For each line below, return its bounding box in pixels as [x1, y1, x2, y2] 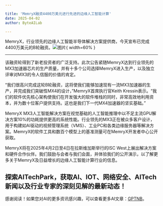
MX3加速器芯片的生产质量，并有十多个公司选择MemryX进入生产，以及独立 [5, 66, 155, 71]
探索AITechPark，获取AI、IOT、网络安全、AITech [5, 173, 157, 181]
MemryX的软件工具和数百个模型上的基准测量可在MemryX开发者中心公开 [13, 129, 158, 135]
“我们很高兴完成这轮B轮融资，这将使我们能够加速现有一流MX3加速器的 [5, 82, 147, 88]
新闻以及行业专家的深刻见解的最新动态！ [5, 182, 126, 190]
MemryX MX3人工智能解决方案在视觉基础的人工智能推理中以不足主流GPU [5, 110, 152, 117]
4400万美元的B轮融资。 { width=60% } [5, 45, 96, 51]
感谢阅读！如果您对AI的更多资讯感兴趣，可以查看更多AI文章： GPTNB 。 [5, 196, 147, 202]
